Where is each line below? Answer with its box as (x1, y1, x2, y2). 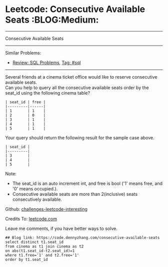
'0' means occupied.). (12, 185, 58, 191)
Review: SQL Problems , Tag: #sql (12, 59, 81, 66)
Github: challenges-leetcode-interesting (5, 206, 87, 212)
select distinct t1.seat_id (5, 239, 64, 244)
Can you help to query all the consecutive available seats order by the (5, 84, 149, 91)
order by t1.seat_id (5, 257, 48, 262)
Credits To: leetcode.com (5, 215, 57, 221)
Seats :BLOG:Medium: (5, 14, 99, 26)
